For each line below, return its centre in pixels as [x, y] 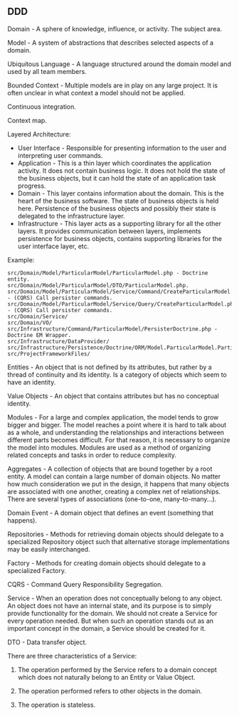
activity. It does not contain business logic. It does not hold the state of [122, 171]
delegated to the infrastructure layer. [71, 215]
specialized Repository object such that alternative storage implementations [118, 541]
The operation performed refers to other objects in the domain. [110, 691]
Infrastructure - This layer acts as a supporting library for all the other [119, 223]
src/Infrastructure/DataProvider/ [59, 341]
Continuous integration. [42, 107]
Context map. [27, 120]
